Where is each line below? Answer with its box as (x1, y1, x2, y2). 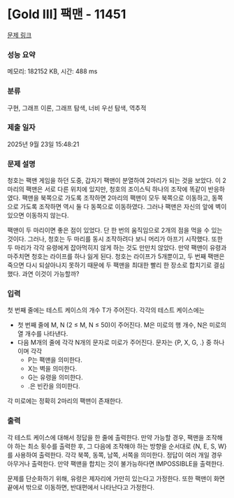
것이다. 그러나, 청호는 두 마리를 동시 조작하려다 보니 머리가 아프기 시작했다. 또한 (7, 235, 224, 243)
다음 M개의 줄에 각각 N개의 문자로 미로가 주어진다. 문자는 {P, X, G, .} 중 (17, 338, 212, 346)
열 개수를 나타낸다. (17, 330, 68, 338)
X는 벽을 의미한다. (27, 365, 78, 373)
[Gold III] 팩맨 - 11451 (7, 6, 126, 22)
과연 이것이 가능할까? (22, 270, 80, 278)
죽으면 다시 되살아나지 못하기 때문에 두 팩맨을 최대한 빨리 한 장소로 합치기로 (7, 261, 212, 270)
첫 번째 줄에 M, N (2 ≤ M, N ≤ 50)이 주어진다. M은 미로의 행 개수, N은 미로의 (17, 321, 227, 329)
